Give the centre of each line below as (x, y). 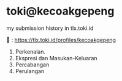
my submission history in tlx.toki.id (50, 28)
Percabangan (32, 65)
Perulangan (30, 71)
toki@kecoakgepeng (60, 11)
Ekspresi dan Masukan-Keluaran (56, 58)
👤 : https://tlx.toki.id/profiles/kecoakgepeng (61, 40)
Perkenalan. (30, 51)
